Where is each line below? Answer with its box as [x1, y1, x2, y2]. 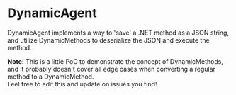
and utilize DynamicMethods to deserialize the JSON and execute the [7, 35, 210, 44]
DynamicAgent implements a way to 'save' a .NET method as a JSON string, [7, 28, 229, 37]
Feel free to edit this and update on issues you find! [7, 79, 157, 88]
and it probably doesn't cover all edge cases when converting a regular [7, 65, 216, 73]
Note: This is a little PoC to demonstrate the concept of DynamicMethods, [7, 57, 223, 65]
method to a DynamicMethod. [7, 72, 94, 81]
